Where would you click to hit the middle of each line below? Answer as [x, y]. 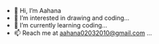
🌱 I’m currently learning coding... [60, 25]
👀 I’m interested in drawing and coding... [72, 18]
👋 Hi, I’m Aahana [37, 11]
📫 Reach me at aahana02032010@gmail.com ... [83, 33]
